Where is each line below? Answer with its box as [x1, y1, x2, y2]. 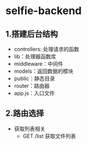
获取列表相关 [14, 125, 45, 132]
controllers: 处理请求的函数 [14, 46, 80, 52]
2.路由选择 [5, 109, 45, 119]
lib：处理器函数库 [14, 53, 56, 60]
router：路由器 [14, 82, 50, 89]
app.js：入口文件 [14, 90, 55, 96]
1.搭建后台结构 [5, 29, 58, 39]
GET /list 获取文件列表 [22, 132, 76, 139]
